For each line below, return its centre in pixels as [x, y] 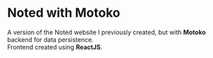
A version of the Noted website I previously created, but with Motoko [106, 32]
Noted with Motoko [64, 13]
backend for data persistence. [51, 39]
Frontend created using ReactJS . [55, 47]
